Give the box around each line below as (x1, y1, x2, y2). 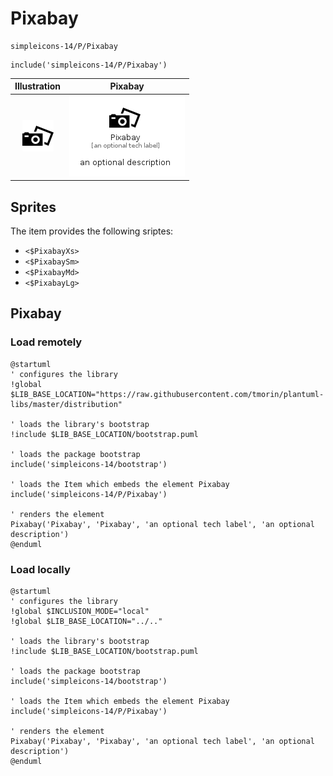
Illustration (14, 80, 62, 92)
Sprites (10, 198, 57, 216)
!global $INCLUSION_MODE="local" (10, 606, 150, 616)
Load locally (10, 562, 71, 576)
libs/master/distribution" (10, 399, 123, 409)
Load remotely (10, 335, 83, 349)
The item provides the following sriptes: (10, 225, 174, 237)
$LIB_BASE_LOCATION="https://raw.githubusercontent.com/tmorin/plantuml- (10, 389, 325, 399)
